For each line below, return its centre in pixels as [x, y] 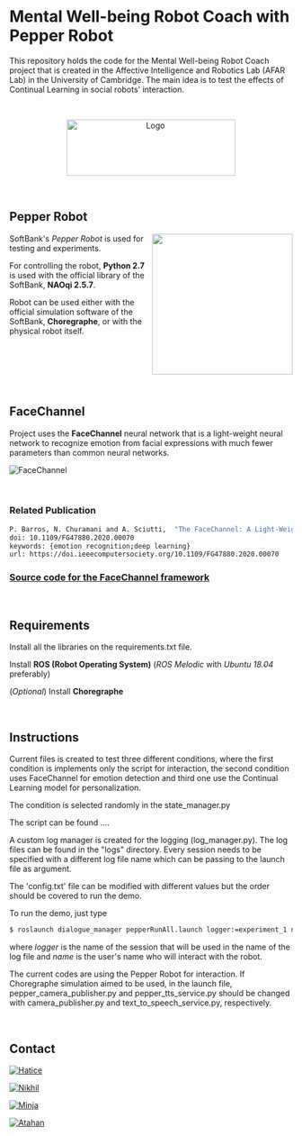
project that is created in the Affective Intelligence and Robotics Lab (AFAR [147, 70]
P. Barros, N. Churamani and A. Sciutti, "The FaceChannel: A [130, 529]
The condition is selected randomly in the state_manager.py [120, 805]
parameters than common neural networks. [89, 452]
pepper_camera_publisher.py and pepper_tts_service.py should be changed [150, 994]
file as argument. [40, 869]
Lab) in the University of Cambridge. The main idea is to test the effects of [147, 79]
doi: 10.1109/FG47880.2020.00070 [72, 538]
